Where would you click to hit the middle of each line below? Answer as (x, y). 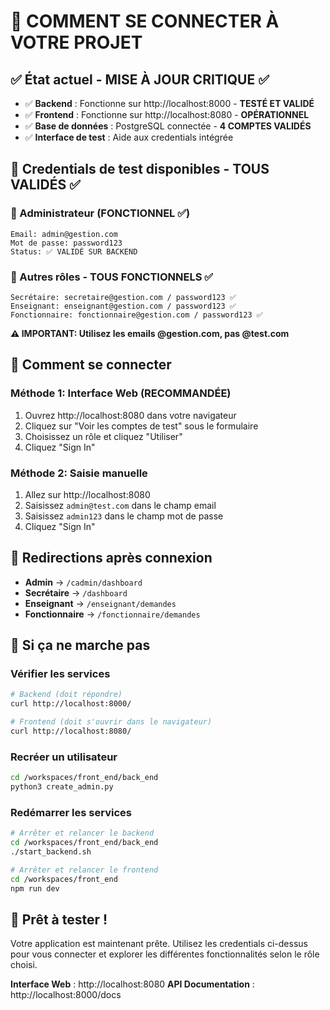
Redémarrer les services (71, 812)
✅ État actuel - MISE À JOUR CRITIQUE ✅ (140, 79)
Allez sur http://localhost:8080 (87, 494)
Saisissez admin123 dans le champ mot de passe (124, 516)
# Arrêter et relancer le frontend (84, 870)
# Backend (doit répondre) (66, 695)
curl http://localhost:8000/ (71, 704)
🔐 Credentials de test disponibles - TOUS (140, 169)
